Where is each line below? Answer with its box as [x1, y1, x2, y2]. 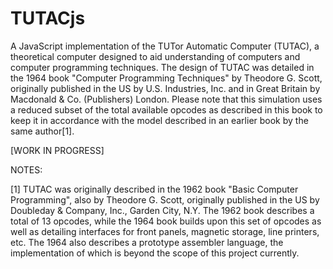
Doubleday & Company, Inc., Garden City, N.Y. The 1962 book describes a [10, 204, 315, 216]
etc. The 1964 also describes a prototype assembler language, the [10, 236, 284, 248]
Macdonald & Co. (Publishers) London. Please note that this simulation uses [10, 93, 323, 105]
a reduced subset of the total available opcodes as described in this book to [10, 103, 323, 116]
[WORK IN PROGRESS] [10, 144, 105, 156]
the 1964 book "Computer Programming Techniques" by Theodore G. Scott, [10, 72, 323, 84]
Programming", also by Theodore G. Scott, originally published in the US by [10, 193, 320, 206]
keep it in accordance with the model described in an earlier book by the [10, 114, 309, 126]
